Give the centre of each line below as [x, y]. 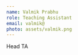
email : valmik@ [26, 23]
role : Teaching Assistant [39, 18]
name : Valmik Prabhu [33, 12]
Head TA [17, 46]
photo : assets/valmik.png [39, 29]
